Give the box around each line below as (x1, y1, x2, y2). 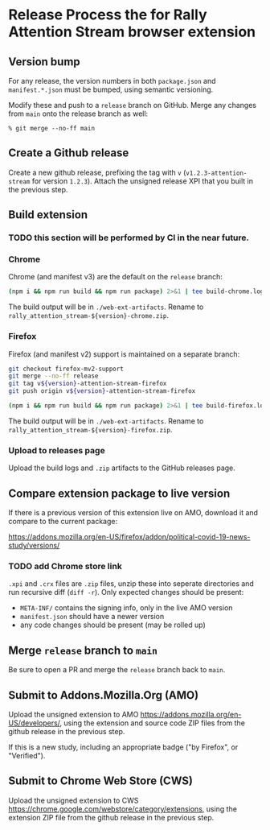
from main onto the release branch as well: (8, 109, 149, 118)
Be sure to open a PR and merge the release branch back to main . (8, 665, 226, 675)
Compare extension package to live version (8, 486, 231, 500)
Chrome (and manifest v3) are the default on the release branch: (8, 272, 223, 282)
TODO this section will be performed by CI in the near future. (8, 232, 250, 243)
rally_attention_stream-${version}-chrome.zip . (8, 311, 170, 320)
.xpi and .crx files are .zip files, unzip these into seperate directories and (8, 579, 255, 588)
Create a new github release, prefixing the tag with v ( (8, 167, 186, 177)
